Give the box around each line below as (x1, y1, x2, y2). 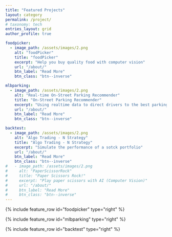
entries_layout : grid (5, 27, 52, 32)
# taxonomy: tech (5, 21, 42, 27)
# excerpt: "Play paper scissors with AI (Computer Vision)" (5, 178, 147, 183)
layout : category (5, 12, 42, 17)
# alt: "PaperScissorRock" (5, 168, 72, 174)
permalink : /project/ (5, 17, 52, 22)
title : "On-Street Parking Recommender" (14, 97, 102, 102)
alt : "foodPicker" (14, 50, 54, 55)
